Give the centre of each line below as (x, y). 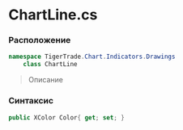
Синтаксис (31, 101)
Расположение (40, 40)
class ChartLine (51, 65)
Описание (45, 80)
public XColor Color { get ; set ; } (67, 117)
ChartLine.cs (53, 15)
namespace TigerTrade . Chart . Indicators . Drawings (92, 57)
